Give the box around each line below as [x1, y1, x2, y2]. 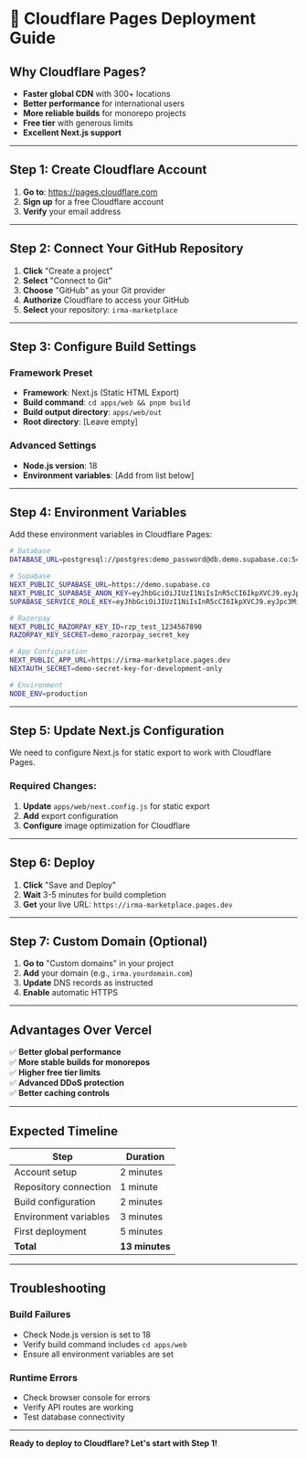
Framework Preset [9, 366, 93, 378]
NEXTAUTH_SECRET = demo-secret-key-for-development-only [9, 665, 223, 674]
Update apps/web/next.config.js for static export [22, 800, 210, 812]
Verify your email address [22, 206, 122, 217]
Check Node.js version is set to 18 [22, 1329, 151, 1340]
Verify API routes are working [22, 1402, 134, 1413]
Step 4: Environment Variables [9, 505, 187, 520]
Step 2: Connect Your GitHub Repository [9, 241, 244, 257]
